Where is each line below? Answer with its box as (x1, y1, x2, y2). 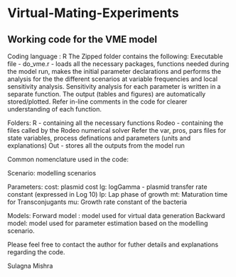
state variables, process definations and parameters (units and (7, 134, 191, 142)
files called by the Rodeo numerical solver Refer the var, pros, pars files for (7, 126, 227, 134)
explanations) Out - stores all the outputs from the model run (7, 141, 185, 150)
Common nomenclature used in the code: (7, 155, 129, 163)
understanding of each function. (7, 105, 102, 113)
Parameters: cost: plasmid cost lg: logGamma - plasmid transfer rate (7, 183, 208, 191)
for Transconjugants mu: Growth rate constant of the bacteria (7, 197, 187, 206)
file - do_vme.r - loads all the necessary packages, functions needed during (7, 60, 230, 68)
